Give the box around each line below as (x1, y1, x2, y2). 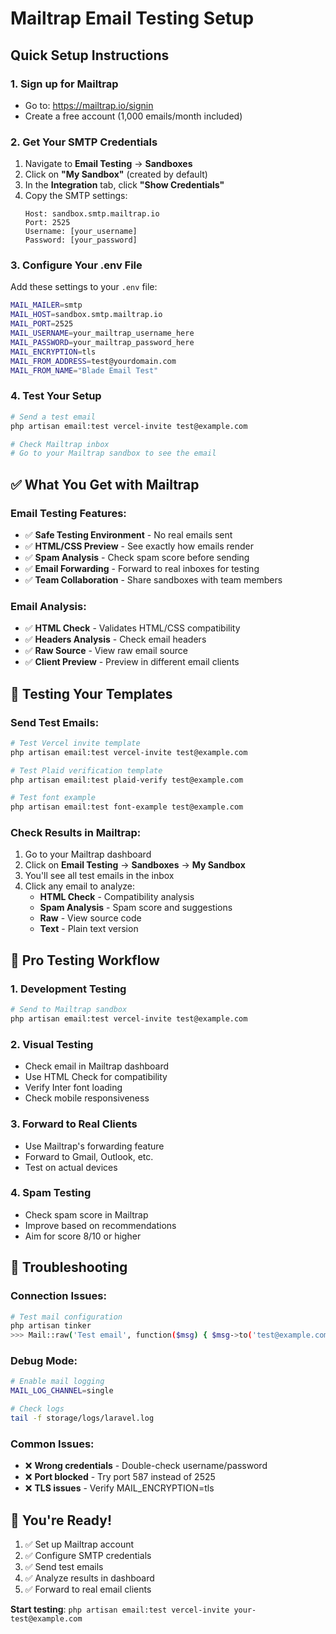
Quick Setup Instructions (10, 47, 170, 64)
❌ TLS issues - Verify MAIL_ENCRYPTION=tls (24, 1482, 215, 1494)
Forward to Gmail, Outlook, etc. (24, 1150, 154, 1162)
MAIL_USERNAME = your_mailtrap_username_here (10, 328, 195, 339)
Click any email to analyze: (24, 880, 135, 892)
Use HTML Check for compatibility (24, 1071, 168, 1083)
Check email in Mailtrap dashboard (24, 1060, 170, 1072)
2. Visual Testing (10, 1037, 94, 1051)
